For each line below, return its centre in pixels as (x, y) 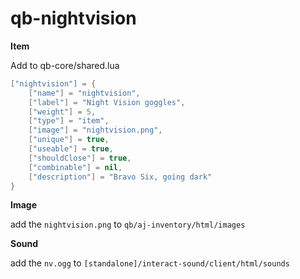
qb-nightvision (73, 18)
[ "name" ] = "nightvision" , (84, 93)
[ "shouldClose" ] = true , (80, 158)
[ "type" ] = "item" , (69, 121)
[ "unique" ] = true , (69, 140)
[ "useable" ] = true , (71, 149)
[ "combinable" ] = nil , (75, 167)
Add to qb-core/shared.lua (65, 65)
